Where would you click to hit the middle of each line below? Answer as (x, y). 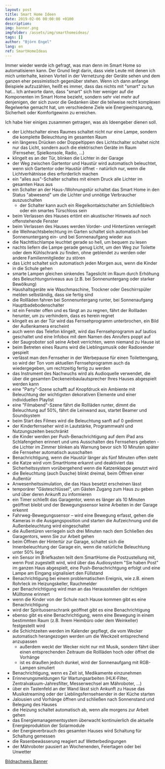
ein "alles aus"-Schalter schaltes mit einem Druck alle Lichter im (77, 179)
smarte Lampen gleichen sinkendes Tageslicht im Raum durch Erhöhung (85, 273)
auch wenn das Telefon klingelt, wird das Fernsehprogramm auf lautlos (84, 331)
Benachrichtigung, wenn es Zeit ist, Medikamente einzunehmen (77, 673)
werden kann (26, 384)
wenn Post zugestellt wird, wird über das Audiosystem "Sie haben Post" (85, 562)
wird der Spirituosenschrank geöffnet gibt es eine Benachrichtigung (81, 610)
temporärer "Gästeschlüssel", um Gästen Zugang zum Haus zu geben (83, 489)
